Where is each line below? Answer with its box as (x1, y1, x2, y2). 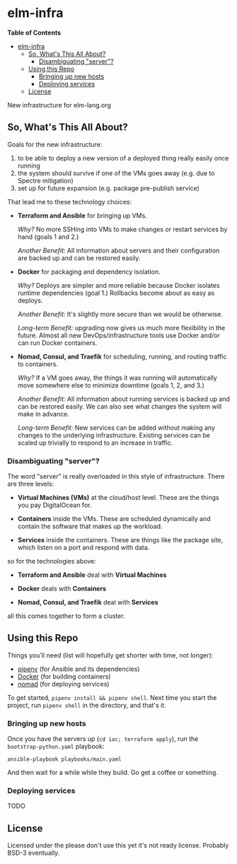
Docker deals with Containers (17, 585, 106, 593)
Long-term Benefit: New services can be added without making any (17, 423, 216, 432)
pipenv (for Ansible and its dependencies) (17, 665, 140, 673)
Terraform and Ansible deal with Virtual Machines (17, 571, 168, 579)
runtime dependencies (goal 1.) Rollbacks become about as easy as (17, 288, 215, 297)
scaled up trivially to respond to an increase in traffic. (17, 438, 173, 447)
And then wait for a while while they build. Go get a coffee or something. (7, 769, 218, 777)
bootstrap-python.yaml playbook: (7, 742, 105, 751)
